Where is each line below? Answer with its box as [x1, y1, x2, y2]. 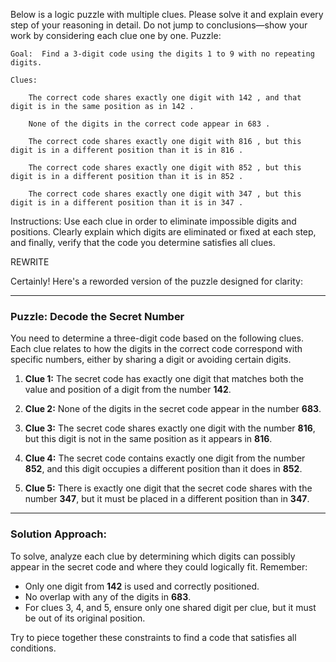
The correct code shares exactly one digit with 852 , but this [28, 163, 302, 173]
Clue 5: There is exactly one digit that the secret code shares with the [24, 482, 313, 494]
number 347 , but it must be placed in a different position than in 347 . [24, 493, 310, 505]
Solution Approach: [10, 527, 107, 541]
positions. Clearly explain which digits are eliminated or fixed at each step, [10, 226, 317, 238]
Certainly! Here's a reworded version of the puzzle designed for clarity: [10, 275, 303, 287]
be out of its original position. [24, 612, 146, 624]
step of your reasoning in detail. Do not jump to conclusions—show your [10, 19, 308, 31]
